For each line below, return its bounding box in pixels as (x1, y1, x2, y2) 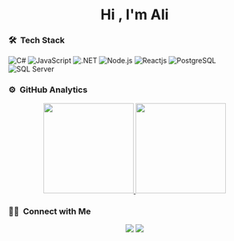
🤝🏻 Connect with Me (8, 206, 91, 217)
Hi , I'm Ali (100, 6, 169, 24)
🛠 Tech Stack (8, 34, 66, 46)
